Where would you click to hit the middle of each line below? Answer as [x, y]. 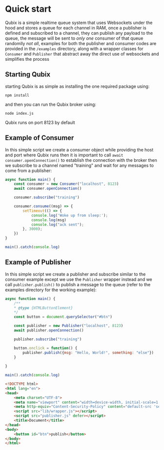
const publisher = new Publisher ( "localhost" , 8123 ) [69, 326]
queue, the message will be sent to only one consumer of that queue [74, 38]
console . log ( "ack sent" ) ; [57, 225]
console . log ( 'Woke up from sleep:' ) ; [70, 215]
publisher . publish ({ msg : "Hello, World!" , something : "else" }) [88, 352]
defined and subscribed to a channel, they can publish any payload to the [79, 33]
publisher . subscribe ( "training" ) [48, 339]
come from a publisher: [29, 171]
